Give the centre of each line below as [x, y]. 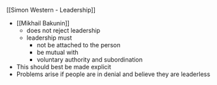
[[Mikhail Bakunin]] [43, 23]
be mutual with [58, 52]
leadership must [49, 38]
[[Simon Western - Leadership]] [51, 10]
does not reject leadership [63, 31]
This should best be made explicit [63, 67]
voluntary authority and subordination [90, 60]
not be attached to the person [78, 45]
